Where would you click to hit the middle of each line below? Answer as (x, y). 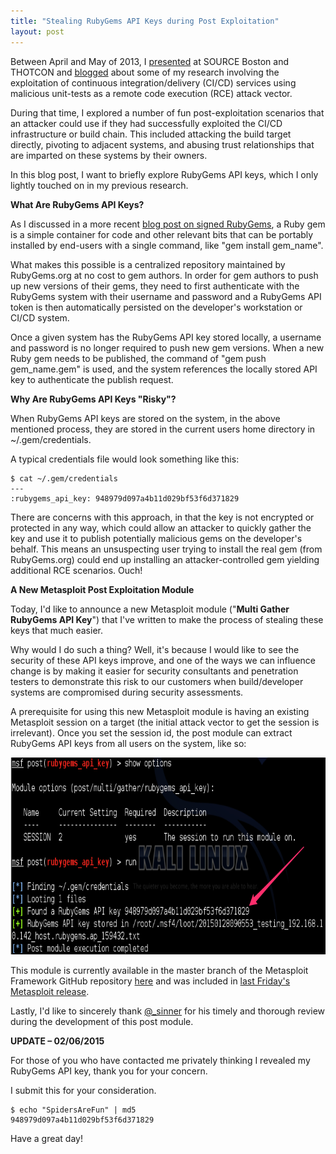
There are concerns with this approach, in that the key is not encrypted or (162, 517)
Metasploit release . (50, 991)
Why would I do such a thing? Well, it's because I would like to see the (155, 649)
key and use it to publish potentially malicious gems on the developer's (156, 538)
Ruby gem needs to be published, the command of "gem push (138, 358)
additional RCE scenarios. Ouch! (76, 570)
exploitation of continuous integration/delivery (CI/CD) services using (153, 82)
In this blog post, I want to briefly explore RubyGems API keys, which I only (164, 174)
